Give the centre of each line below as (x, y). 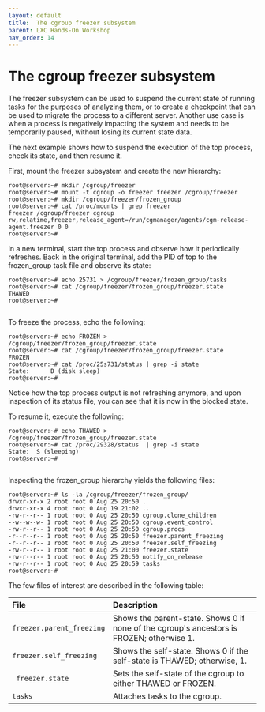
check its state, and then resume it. (65, 156)
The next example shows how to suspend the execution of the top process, (131, 148)
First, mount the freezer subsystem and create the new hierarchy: (115, 171)
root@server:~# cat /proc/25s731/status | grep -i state (104, 364)
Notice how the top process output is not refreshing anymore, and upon (125, 393)
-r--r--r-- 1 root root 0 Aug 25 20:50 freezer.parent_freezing (116, 537)
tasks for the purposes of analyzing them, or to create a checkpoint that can (132, 107)
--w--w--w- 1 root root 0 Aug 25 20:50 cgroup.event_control (111, 522)
